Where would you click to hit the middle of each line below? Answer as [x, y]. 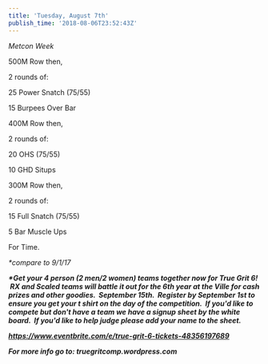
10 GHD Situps [32, 169]
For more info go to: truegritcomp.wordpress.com [93, 351]
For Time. [24, 247]
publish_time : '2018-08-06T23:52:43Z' [73, 23]
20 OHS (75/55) [34, 154]
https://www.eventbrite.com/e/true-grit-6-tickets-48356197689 [119, 335]
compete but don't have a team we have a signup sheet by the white [124, 311]
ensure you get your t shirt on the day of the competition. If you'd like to [131, 303]
